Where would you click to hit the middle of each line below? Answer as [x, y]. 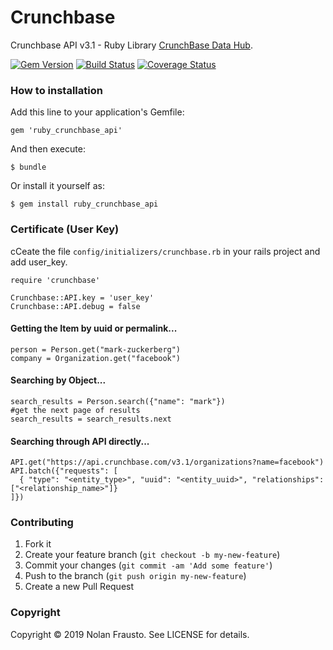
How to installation [56, 90]
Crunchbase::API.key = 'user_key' [82, 297]
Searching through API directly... [80, 441]
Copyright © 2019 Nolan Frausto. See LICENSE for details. [130, 634]
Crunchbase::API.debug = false [75, 306]
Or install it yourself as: [57, 186]
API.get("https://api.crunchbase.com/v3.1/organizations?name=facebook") [167, 462]
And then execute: [48, 149]
